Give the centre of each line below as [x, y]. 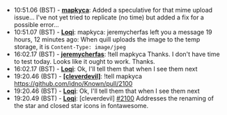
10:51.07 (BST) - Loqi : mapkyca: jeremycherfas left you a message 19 [113, 32]
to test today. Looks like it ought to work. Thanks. [84, 61]
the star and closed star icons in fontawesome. [81, 106]
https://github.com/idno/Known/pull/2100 [73, 83]
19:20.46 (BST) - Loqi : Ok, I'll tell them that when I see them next [107, 91]
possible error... [36, 25]
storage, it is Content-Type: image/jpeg [70, 47]
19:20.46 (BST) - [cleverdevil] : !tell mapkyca [78, 76]
